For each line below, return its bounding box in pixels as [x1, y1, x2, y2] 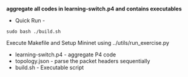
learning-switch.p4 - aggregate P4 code [15, 51, 116, 58]
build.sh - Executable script [15, 64, 84, 71]
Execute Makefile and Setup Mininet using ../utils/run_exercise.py [6, 39, 170, 46]
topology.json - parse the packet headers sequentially [15, 58, 150, 64]
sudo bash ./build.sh [6, 28, 61, 35]
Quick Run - [15, 17, 45, 24]
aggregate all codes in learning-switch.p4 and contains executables [6, 5, 182, 12]
